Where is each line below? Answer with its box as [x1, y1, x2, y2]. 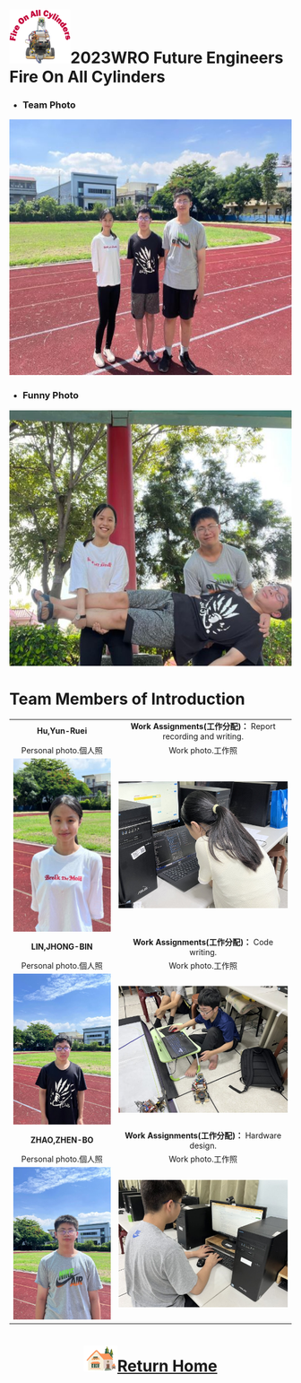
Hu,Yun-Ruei [37, 726, 88, 736]
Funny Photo [21, 389, 79, 402]
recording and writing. [162, 731, 245, 742]
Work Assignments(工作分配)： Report [130, 721, 276, 732]
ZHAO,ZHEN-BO [30, 1135, 94, 1145]
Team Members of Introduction [9, 689, 245, 709]
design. [189, 1140, 217, 1151]
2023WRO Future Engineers [70, 48, 284, 68]
